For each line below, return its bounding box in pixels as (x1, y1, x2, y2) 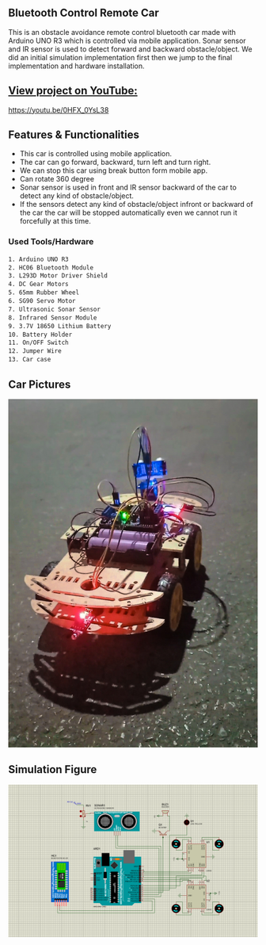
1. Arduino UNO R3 (8, 255, 69, 263)
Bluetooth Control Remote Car (8, 6, 160, 20)
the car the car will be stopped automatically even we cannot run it (19, 208, 237, 217)
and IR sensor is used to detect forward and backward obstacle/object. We (8, 44, 253, 54)
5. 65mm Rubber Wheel (8, 289, 80, 297)
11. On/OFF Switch (8, 339, 69, 347)
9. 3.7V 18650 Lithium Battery (8, 322, 112, 330)
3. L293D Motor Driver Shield (8, 272, 108, 280)
